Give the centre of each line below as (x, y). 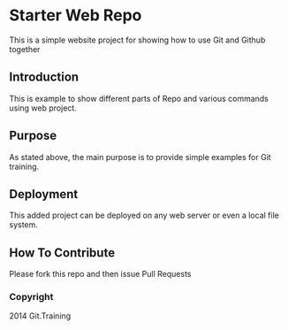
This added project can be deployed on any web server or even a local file (144, 215)
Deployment (44, 194)
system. (23, 225)
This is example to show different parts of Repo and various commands (139, 98)
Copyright (31, 297)
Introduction (44, 77)
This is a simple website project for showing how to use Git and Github (137, 40)
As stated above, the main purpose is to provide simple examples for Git (140, 157)
